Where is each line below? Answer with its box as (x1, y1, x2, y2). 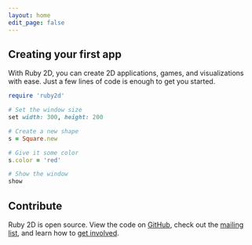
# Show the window (8, 170, 68, 178)
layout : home (8, 11, 51, 20)
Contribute (8, 199, 63, 212)
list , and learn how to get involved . (8, 229, 119, 237)
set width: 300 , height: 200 (8, 113, 104, 121)
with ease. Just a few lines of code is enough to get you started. (8, 77, 216, 86)
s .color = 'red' (8, 156, 61, 164)
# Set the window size (8, 106, 82, 114)
